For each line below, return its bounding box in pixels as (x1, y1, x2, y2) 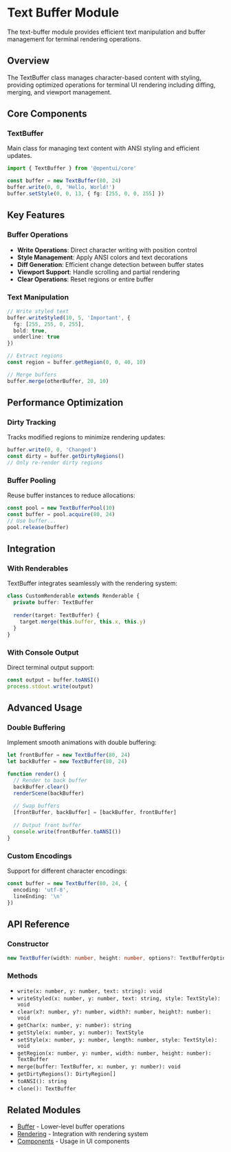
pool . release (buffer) (7, 524, 69, 530)
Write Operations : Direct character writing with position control (16, 246, 197, 254)
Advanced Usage (7, 702, 82, 714)
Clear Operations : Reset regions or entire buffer (16, 275, 154, 284)
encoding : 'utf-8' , (13, 886, 69, 893)
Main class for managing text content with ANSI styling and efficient (7, 144, 199, 152)
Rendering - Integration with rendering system (16, 1130, 148, 1138)
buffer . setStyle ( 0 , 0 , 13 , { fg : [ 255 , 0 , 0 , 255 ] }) (7, 190, 165, 197)
